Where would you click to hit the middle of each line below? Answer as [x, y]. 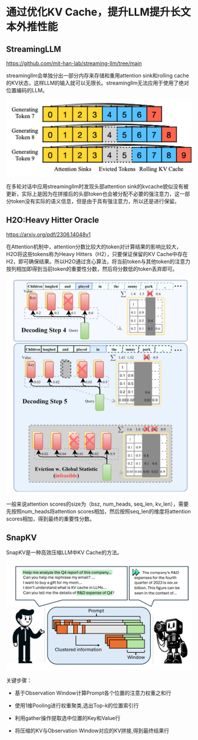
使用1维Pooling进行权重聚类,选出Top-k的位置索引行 [77, 706]
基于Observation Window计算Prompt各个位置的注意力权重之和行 [93, 693]
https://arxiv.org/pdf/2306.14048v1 [49, 234]
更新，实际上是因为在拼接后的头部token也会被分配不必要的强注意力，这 [93, 194]
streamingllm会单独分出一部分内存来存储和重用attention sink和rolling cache [98, 75]
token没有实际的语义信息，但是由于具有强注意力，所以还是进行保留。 [95, 201]
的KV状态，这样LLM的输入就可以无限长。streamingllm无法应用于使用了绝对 [98, 83]
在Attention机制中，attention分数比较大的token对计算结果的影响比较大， [94, 247]
